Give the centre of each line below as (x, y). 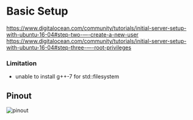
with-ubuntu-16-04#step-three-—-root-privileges (69, 48)
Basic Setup (37, 11)
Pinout (19, 96)
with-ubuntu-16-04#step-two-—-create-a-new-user (72, 34)
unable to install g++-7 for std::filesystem (67, 77)
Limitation (22, 63)
